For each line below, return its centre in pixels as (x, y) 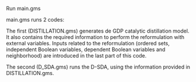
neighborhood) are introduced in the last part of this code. (76, 56)
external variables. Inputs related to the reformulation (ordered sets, (88, 43)
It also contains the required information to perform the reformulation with (95, 37)
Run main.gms (23, 8)
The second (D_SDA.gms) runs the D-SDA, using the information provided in (98, 67)
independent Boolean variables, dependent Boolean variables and (86, 49)
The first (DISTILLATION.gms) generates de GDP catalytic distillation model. (98, 31)
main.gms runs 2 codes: (35, 19)
